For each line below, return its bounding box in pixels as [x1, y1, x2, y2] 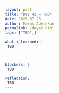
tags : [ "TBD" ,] [5, 30, 37, 35]
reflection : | [5, 76, 35, 81]
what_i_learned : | [5, 39, 43, 45]
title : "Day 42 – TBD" [5, 12, 52, 17]
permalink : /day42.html [5, 26, 55, 31]
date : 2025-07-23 [5, 16, 41, 21]
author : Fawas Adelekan [5, 21, 55, 26]
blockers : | [5, 62, 30, 67]
